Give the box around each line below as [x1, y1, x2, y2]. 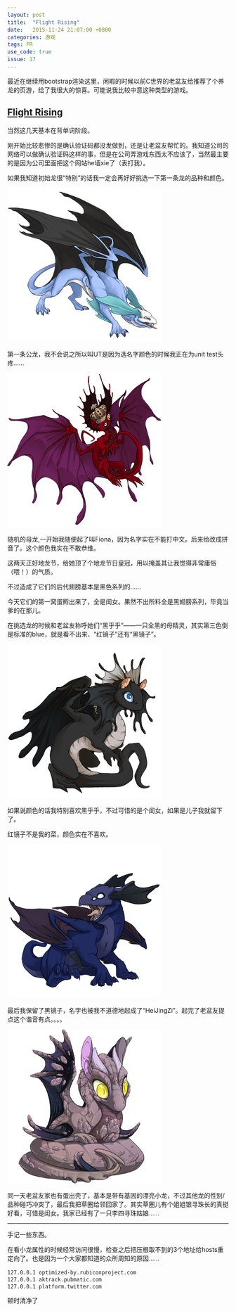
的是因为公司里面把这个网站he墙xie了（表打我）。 [7, 158, 150, 167]
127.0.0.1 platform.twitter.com [7, 1283, 102, 1290]
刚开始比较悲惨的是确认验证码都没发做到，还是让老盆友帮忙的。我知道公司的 [7, 141, 229, 149]
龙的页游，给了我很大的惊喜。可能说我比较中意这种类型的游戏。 [7, 85, 192, 94]
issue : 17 [7, 56, 37, 63]
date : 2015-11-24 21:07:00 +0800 [7, 26, 112, 33]
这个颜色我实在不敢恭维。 [25, 544, 100, 552]
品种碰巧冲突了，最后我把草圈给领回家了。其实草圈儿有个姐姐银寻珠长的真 [7, 1200, 223, 1208]
